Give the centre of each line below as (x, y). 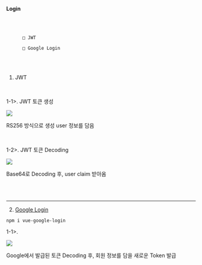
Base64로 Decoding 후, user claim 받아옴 (56, 174)
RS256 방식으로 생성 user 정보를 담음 (50, 125)
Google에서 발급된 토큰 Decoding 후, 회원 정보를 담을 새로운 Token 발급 (91, 255)
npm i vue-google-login (36, 221)
